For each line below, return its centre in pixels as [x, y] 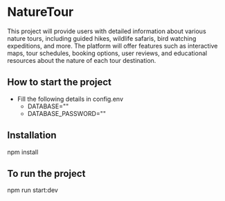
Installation [32, 135]
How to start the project [60, 83]
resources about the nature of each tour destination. [82, 60]
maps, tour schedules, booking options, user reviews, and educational [107, 53]
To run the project [46, 173]
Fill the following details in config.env [70, 99]
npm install [23, 152]
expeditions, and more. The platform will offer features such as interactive [112, 46]
